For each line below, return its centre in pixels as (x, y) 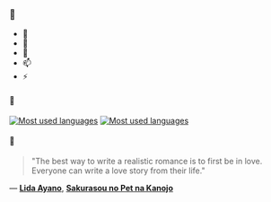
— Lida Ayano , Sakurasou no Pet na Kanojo (91, 188)
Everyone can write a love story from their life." (118, 171)
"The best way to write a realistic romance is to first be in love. (147, 161)
